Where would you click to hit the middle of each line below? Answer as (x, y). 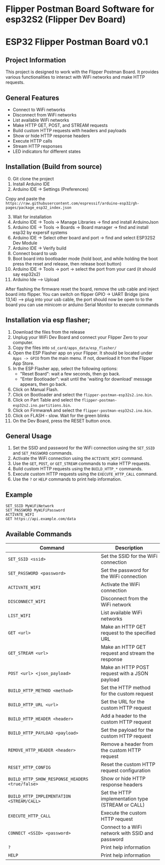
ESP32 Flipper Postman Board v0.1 (77, 42)
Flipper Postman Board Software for (80, 9)
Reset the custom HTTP (128, 764)
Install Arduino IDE (31, 184)
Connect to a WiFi (121, 827)
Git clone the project (33, 178)
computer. (23, 342)
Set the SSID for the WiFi (129, 556)
